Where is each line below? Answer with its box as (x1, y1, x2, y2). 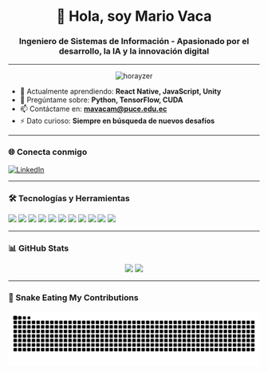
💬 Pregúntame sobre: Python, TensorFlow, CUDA (19, 95, 183, 105)
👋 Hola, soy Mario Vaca (56, 7, 212, 26)
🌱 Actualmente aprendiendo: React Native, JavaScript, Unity (19, 87, 222, 97)
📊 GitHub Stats (8, 243, 69, 254)
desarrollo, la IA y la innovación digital (58, 46, 210, 57)
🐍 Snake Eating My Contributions (8, 292, 139, 303)
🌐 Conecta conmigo (8, 147, 88, 158)
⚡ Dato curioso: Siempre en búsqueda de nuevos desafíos (19, 116, 215, 126)
